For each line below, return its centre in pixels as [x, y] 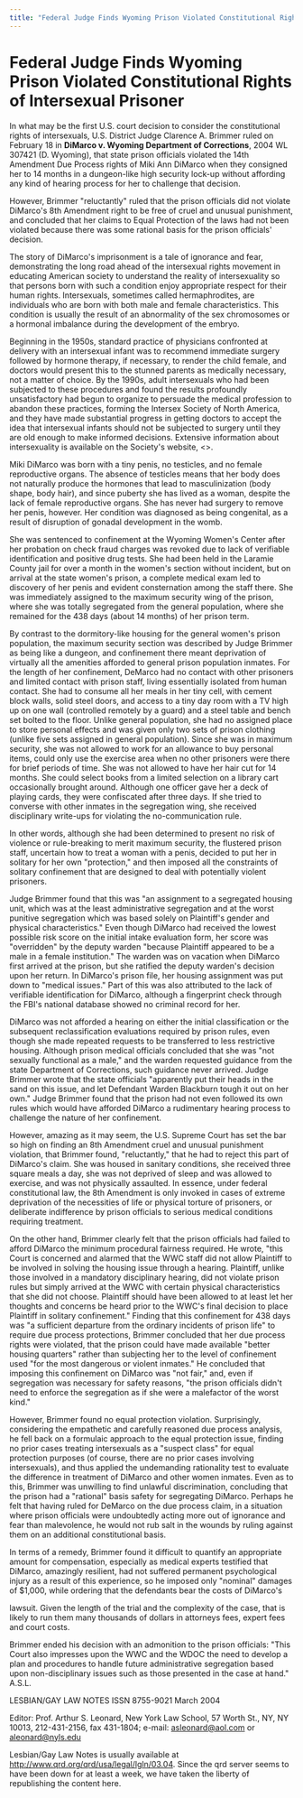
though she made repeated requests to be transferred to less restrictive [142, 1041]
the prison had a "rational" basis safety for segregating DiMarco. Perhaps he [151, 1496]
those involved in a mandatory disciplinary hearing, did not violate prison [144, 1277]
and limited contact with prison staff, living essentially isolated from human [148, 681]
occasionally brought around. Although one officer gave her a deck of [139, 787]
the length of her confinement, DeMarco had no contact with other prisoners [151, 672]
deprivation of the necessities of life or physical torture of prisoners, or [141, 1202]
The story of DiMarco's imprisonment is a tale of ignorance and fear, [136, 256]
